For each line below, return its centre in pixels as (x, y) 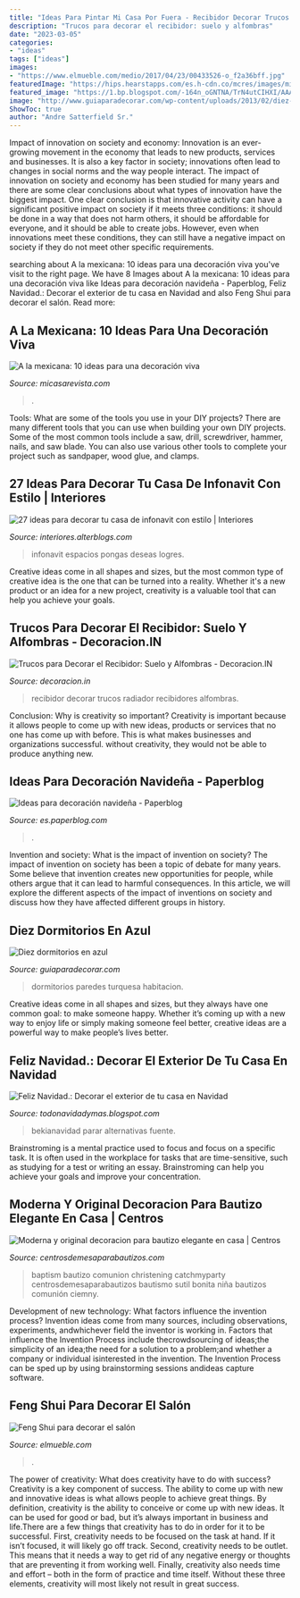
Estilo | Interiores (58, 498)
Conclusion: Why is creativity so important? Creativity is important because (148, 715)
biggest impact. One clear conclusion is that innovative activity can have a (146, 200)
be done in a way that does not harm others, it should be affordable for (139, 219)
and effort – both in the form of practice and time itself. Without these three (147, 1574)
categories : (31, 42)
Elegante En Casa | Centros (87, 1219)
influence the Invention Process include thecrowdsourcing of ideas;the (139, 1339)
